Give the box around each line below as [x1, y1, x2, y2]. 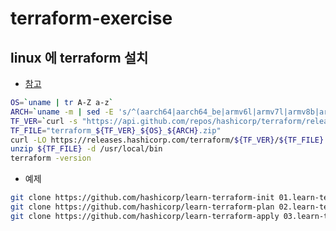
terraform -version [10, 153, 92, 164]
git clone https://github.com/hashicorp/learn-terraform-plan [10, 202, 275, 212]
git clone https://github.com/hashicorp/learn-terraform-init [10, 193, 275, 203]
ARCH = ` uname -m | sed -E [10, 107, 114, 117]
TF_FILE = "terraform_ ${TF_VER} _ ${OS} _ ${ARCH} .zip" [10, 125, 222, 136]
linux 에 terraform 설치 [10, 49, 149, 66]
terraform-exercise [10, 7, 173, 30]
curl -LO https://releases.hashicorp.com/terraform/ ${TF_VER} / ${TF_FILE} [10, 135, 325, 145]
